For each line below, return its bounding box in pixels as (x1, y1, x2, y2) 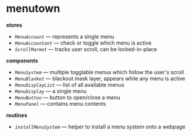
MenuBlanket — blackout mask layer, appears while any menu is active (14, 75, 186, 82)
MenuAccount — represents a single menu (14, 33, 114, 40)
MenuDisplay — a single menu (14, 87, 87, 94)
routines (6, 112, 28, 119)
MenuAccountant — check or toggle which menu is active (14, 39, 152, 46)
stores (6, 21, 23, 29)
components (6, 57, 39, 64)
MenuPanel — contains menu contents (14, 100, 106, 107)
